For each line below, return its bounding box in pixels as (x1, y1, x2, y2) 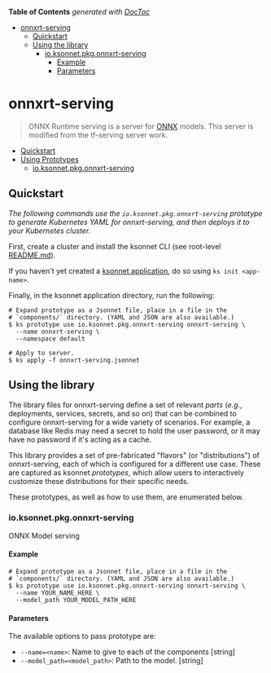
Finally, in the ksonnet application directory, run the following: (8, 290, 215, 300)
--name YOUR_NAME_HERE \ (15, 589, 100, 597)
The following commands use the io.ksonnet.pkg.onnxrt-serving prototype (8, 208, 263, 218)
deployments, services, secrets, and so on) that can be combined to (8, 408, 238, 418)
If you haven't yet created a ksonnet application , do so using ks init (8, 266, 238, 275)
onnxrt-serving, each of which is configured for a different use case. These (8, 459, 261, 468)
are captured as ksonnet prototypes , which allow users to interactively (8, 468, 244, 477)
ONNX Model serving (8, 530, 80, 540)
